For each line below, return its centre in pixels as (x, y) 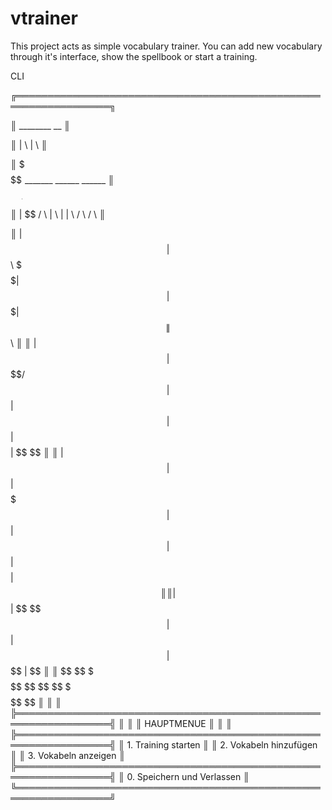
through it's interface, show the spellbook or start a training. (134, 56)
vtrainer (44, 18)
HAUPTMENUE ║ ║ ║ (188, 723)
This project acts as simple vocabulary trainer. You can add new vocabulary (166, 46)
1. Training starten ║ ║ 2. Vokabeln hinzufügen (222, 744)
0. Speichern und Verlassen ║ (188, 776)
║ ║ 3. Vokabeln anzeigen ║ (68, 755)
